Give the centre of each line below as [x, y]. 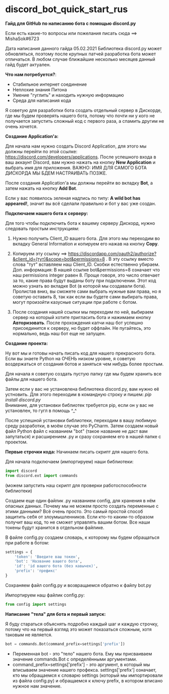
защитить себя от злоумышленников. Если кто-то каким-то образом [79, 516]
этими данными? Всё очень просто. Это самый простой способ [74, 511]
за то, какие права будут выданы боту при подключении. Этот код [84, 281]
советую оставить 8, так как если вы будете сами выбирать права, [85, 297]
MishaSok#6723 [22, 39]
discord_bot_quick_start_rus [67, 9]
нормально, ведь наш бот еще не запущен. [59, 333]
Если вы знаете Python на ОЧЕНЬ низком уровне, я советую [70, 358]
